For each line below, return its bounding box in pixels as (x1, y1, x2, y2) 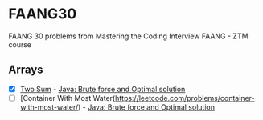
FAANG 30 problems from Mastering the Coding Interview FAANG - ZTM (8, 31, 249, 41)
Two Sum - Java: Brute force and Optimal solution (19, 84, 186, 94)
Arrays (8, 63, 43, 77)
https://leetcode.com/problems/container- (115, 93, 255, 102)
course (8, 39, 32, 49)
